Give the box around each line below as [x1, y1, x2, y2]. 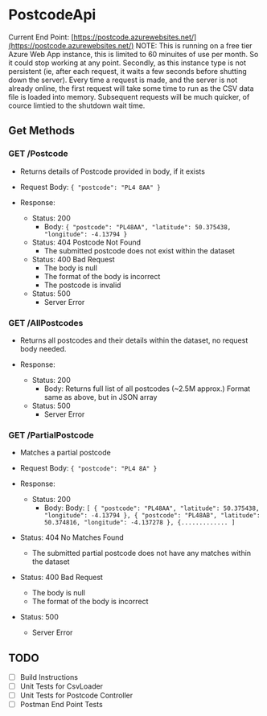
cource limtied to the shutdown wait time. [8, 101, 146, 110]
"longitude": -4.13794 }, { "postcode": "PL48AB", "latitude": [43, 512, 261, 520]
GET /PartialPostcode [8, 429, 94, 440]
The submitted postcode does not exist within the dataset [43, 245, 236, 255]
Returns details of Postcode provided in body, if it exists [19, 167, 205, 176]
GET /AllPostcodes [8, 317, 84, 328]
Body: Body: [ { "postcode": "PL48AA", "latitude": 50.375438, [43, 503, 260, 512]
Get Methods [8, 124, 75, 138]
